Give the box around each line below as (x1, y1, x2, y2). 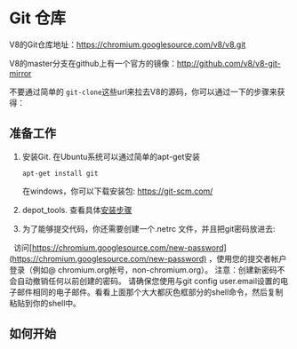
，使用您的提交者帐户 (208, 253, 287, 264)
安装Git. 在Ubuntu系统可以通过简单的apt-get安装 (21, 151, 201, 162)
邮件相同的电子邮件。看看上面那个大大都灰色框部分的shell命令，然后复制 (16, 286, 284, 297)
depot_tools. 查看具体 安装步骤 (21, 204, 132, 215)
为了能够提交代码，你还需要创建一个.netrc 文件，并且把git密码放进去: (21, 223, 276, 234)
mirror (9, 67, 32, 78)
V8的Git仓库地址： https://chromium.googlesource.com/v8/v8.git (9, 39, 246, 50)
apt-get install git (21, 169, 99, 178)
